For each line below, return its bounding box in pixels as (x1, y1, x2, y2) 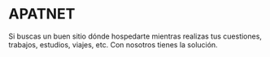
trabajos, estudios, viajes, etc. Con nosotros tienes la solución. (8, 39, 218, 49)
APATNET (8, 5, 76, 23)
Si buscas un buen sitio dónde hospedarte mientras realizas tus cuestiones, (8, 31, 263, 41)
